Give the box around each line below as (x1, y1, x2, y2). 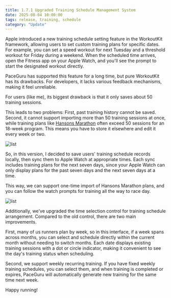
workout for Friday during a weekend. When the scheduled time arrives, (5, 52, 157, 58)
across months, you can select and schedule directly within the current (5, 234, 155, 241)
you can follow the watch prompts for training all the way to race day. (5, 188, 151, 194)
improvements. (5, 219, 37, 225)
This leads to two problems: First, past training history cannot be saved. (5, 109, 156, 115)
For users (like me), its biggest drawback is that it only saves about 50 (5, 94, 153, 100)
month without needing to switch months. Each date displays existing (5, 240, 151, 246)
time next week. (5, 277, 39, 283)
